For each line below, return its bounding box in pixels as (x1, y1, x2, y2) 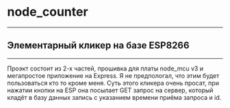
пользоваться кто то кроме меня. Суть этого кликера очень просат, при (7, 79, 219, 87)
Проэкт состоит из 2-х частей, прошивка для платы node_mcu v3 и (7, 64, 204, 72)
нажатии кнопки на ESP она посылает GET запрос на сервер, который (7, 86, 214, 94)
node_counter (7, 4, 88, 20)
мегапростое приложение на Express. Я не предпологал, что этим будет (7, 71, 220, 79)
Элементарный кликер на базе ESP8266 (7, 40, 190, 51)
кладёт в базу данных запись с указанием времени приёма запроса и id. (7, 93, 222, 101)
